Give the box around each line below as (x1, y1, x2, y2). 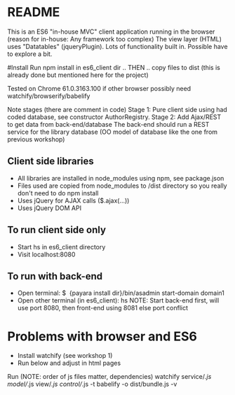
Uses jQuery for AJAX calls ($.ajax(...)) (17, 196, 130, 205)
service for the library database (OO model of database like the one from (7, 127, 218, 136)
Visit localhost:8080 (17, 250, 76, 258)
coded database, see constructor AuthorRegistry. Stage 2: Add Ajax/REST (7, 113, 222, 121)
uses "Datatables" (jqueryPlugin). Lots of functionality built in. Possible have (7, 42, 228, 50)
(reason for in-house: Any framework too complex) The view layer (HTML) (7, 34, 222, 43)
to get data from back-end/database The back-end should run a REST (7, 120, 210, 128)
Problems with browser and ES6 (7, 328, 198, 344)
